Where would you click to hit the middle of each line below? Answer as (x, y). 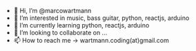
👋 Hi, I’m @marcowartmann (52, 11)
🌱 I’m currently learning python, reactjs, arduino (81, 25)
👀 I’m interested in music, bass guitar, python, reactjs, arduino (101, 18)
